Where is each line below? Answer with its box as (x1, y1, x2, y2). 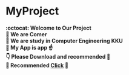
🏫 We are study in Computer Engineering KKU (5, 37, 124, 44)
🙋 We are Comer (5, 30, 47, 37)
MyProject (5, 4, 59, 18)
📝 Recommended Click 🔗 (5, 62, 69, 69)
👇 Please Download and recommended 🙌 (5, 53, 110, 60)
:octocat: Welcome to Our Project (5, 24, 91, 31)
